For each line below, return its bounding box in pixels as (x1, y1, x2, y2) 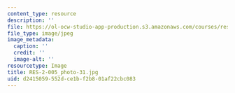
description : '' (7, 17, 55, 24)
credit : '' (13, 50, 45, 57)
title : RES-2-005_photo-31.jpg (7, 69, 99, 76)
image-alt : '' (13, 56, 55, 63)
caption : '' (13, 43, 49, 50)
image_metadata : (7, 36, 55, 43)
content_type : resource (7, 10, 77, 17)
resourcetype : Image (7, 62, 68, 69)
